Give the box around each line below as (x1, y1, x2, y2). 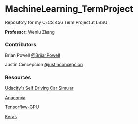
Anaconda (5, 94, 26, 101)
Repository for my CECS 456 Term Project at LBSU (5, 20, 108, 25)
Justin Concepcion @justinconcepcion (5, 62, 83, 68)
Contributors (5, 41, 37, 48)
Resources (5, 74, 31, 81)
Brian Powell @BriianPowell (5, 52, 60, 58)
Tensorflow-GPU (5, 104, 39, 110)
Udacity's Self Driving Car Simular (5, 85, 74, 91)
